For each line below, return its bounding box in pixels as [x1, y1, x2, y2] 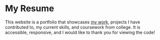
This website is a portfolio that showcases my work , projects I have [5, 19, 140, 25]
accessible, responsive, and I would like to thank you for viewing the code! [5, 29, 155, 35]
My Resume [5, 3, 54, 14]
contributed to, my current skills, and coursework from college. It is [5, 24, 140, 30]
